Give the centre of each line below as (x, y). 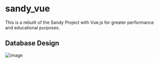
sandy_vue (28, 9)
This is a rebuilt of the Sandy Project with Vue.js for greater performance (79, 22)
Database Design (32, 43)
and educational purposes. (33, 27)
